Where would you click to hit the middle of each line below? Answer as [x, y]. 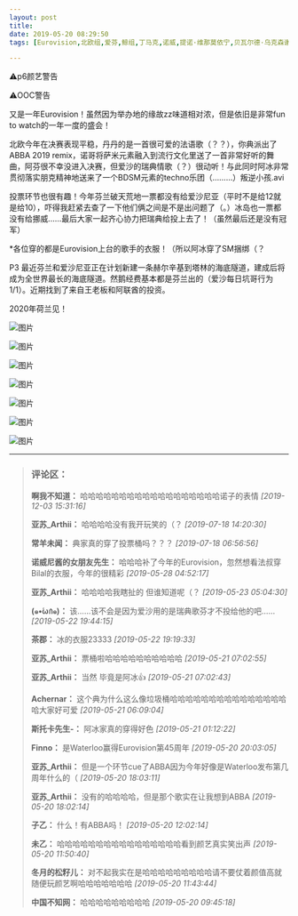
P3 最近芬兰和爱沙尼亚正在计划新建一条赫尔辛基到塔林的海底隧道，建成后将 [147, 268]
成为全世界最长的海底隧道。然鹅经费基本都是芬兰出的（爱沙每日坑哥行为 [141, 279]
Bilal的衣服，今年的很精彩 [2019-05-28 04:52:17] [120, 573]
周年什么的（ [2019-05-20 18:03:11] [95, 777]
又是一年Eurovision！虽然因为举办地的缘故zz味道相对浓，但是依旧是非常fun [147, 114]
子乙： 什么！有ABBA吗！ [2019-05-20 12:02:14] [119, 824]
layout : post [33, 17]
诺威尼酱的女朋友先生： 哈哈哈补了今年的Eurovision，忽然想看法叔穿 [156, 562]
